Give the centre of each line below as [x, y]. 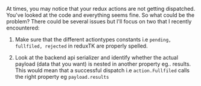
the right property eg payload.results [62, 77]
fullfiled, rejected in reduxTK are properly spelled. [81, 46]
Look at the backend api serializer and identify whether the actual [97, 57]
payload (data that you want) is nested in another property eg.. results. [103, 64]
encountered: [23, 28]
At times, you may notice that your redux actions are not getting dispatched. [101, 9]
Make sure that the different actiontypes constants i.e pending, [93, 39]
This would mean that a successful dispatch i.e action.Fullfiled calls [102, 70]
